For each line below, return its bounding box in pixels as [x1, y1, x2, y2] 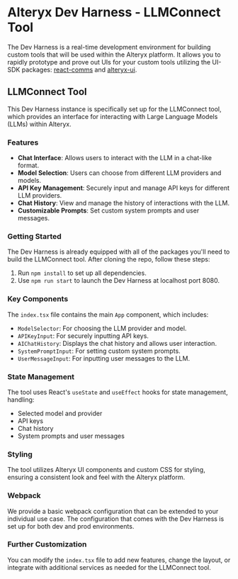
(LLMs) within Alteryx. [7, 120, 72, 128]
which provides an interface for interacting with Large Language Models [7, 112, 218, 120]
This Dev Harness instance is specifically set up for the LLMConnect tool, [7, 104, 222, 113]
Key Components [7, 294, 69, 304]
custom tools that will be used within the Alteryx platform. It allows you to [7, 50, 221, 59]
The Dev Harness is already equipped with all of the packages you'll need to [7, 247, 230, 256]
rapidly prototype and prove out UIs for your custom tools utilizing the [7, 57, 211, 66]
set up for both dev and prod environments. [7, 522, 135, 530]
